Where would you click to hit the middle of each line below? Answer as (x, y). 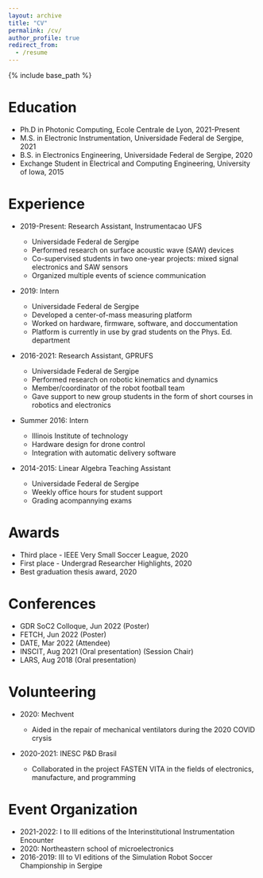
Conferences (52, 604)
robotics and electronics (71, 405)
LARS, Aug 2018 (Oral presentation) (78, 660)
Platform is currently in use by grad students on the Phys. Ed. (132, 331)
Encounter (37, 840)
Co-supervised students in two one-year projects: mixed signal (135, 258)
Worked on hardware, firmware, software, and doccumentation (135, 323)
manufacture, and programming (84, 777)
